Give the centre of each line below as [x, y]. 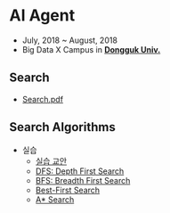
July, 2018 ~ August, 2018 [70, 40]
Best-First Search [68, 190]
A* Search [55, 199]
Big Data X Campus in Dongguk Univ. [91, 49]
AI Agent [42, 16]
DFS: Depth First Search [80, 171]
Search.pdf [43, 99]
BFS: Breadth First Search [83, 180]
